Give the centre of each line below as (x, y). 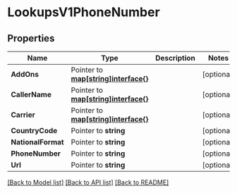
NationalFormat (38, 142)
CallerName (31, 94)
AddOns (25, 74)
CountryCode (34, 131)
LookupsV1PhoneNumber (84, 12)
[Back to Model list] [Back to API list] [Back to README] (88, 182)
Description (175, 58)
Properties (31, 38)
